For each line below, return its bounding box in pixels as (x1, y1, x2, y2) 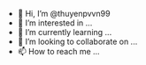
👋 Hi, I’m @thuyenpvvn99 (17, 9, 111, 18)
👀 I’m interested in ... (17, 18, 93, 28)
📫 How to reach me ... (17, 47, 100, 56)
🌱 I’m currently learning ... (17, 27, 112, 37)
